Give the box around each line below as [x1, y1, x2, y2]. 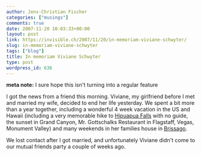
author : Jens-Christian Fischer [6, 8, 87, 15]
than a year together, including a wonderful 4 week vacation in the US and [6, 106, 191, 113]
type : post [6, 59, 34, 65]
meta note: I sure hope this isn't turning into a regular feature [6, 81, 158, 89]
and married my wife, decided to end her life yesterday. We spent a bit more [6, 99, 195, 107]
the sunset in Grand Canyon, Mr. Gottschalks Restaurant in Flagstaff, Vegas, [6, 119, 194, 126]
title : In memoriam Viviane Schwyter [6, 54, 101, 60]
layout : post [6, 31, 39, 37]
